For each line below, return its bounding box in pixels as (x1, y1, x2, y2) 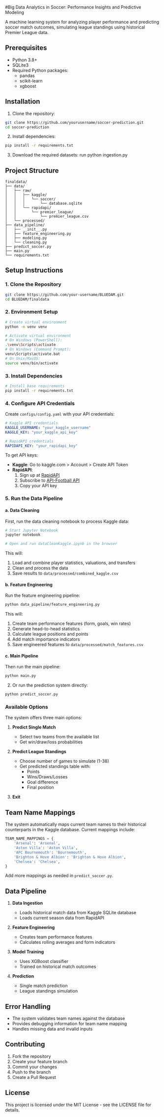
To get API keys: (5, 452, 38, 458)
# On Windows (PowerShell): (5, 338, 63, 343)
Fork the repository (12, 1053, 52, 1059)
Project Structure (5, 166, 59, 175)
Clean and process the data (12, 565, 69, 571)
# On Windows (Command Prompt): (5, 347, 71, 352)
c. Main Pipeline (5, 653, 38, 658)
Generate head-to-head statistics (12, 626, 80, 632)
